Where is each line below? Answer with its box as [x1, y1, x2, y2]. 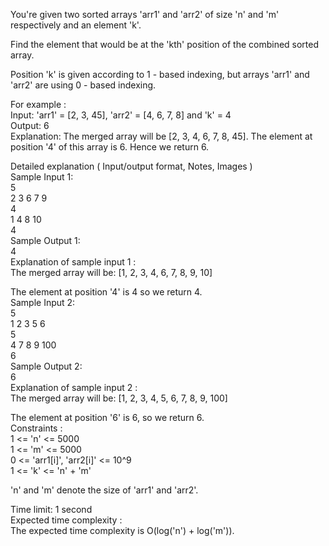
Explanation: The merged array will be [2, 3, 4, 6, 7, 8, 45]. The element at [10, 130, 313, 142]
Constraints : [10, 422, 63, 434]
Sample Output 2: [10, 360, 83, 372]
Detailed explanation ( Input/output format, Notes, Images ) [10, 160, 253, 172]
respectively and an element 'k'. [10, 19, 142, 31]
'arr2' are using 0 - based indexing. [10, 79, 157, 91]
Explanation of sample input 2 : [10, 382, 138, 393]
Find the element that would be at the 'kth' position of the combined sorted [10, 39, 320, 50]
